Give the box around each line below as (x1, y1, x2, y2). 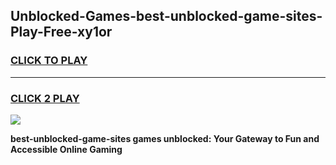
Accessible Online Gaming (10, 143, 123, 155)
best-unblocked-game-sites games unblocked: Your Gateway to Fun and (10, 132, 320, 144)
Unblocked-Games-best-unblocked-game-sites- (10, 8, 323, 25)
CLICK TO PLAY (10, 54, 88, 68)
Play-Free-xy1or (10, 24, 113, 41)
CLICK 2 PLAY (10, 91, 80, 105)
